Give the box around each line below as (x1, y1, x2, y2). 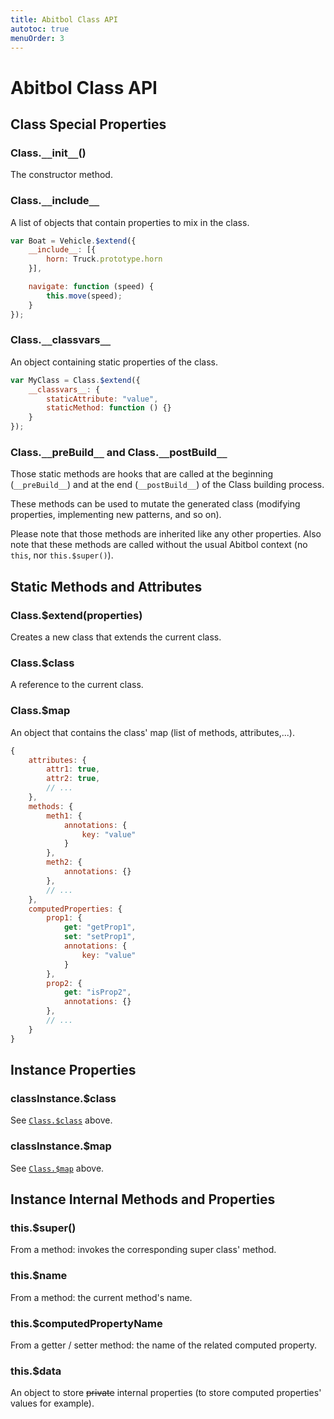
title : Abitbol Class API (10, 14, 118, 25)
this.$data (10, 1364, 62, 1378)
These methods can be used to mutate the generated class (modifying (10, 498, 301, 510)
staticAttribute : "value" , (46, 394, 159, 404)
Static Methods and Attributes (10, 578, 203, 595)
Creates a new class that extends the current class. (10, 631, 222, 643)
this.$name (10, 1269, 68, 1283)
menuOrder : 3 (10, 33, 65, 43)
